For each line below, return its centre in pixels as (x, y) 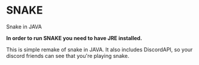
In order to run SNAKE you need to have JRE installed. (74, 38)
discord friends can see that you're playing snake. (68, 56)
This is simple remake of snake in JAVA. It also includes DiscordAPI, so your (99, 49)
